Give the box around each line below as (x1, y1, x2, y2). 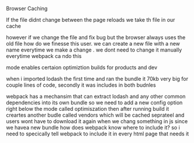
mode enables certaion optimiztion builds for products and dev (6, 64, 158, 71)
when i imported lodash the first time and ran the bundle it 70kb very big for (6, 76, 189, 82)
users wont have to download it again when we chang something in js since (6, 118, 188, 125)
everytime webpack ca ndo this (6, 53, 82, 59)
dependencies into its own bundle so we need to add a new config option (6, 99, 183, 106)
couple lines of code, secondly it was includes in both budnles (6, 81, 156, 88)
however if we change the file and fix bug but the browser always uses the (6, 34, 186, 40)
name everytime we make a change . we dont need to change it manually (6, 46, 182, 53)
